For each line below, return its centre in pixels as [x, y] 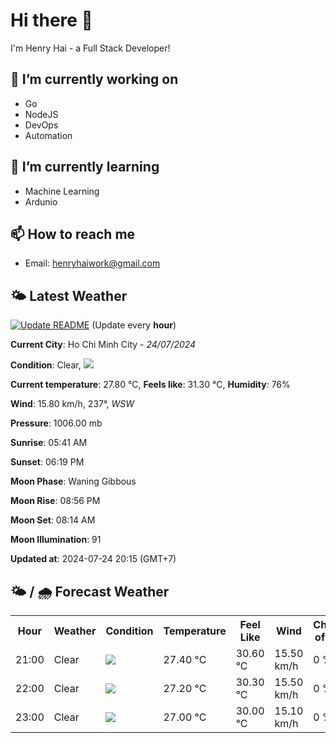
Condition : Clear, [46, 365]
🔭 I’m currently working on [94, 79]
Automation [48, 135]
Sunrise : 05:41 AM [49, 443]
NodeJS [41, 114]
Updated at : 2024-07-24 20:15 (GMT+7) [93, 559]
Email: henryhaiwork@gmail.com [92, 263]
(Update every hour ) [134, 325]
